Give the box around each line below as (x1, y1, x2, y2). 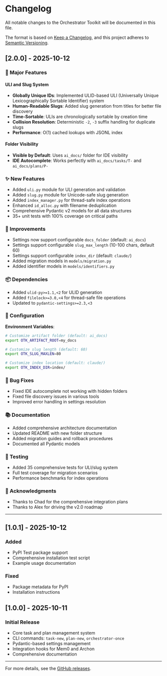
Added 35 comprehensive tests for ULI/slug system (12, 464, 118, 470)
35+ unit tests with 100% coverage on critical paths (12, 213, 118, 219)
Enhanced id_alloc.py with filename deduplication (12, 202, 117, 208)
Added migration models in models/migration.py (12, 258, 111, 264)
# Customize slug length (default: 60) (5, 347, 88, 352)
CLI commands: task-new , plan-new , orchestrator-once (12, 635, 124, 641)
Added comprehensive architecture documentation (12, 425, 117, 431)
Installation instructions (12, 589, 61, 595)
